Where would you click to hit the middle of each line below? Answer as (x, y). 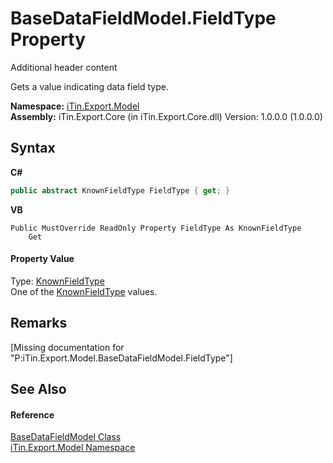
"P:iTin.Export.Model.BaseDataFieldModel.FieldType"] (121, 358)
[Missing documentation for (67, 347)
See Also (38, 389)
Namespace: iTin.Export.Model (75, 106)
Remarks (39, 323)
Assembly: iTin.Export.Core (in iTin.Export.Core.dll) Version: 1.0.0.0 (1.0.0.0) (166, 116)
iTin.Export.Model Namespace (73, 448)
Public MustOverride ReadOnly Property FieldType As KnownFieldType (156, 228)
